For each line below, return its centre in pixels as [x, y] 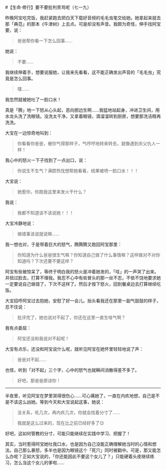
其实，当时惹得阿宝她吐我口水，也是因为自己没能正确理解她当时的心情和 [79, 444]
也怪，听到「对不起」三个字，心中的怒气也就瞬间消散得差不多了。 [72, 370]
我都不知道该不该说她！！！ [45, 213]
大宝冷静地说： [20, 223]
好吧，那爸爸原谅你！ [39, 381]
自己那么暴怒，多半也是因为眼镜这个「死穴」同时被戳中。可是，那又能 [85, 450]
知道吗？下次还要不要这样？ [45, 261]
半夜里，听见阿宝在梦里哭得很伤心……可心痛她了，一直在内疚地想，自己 [78, 396]
